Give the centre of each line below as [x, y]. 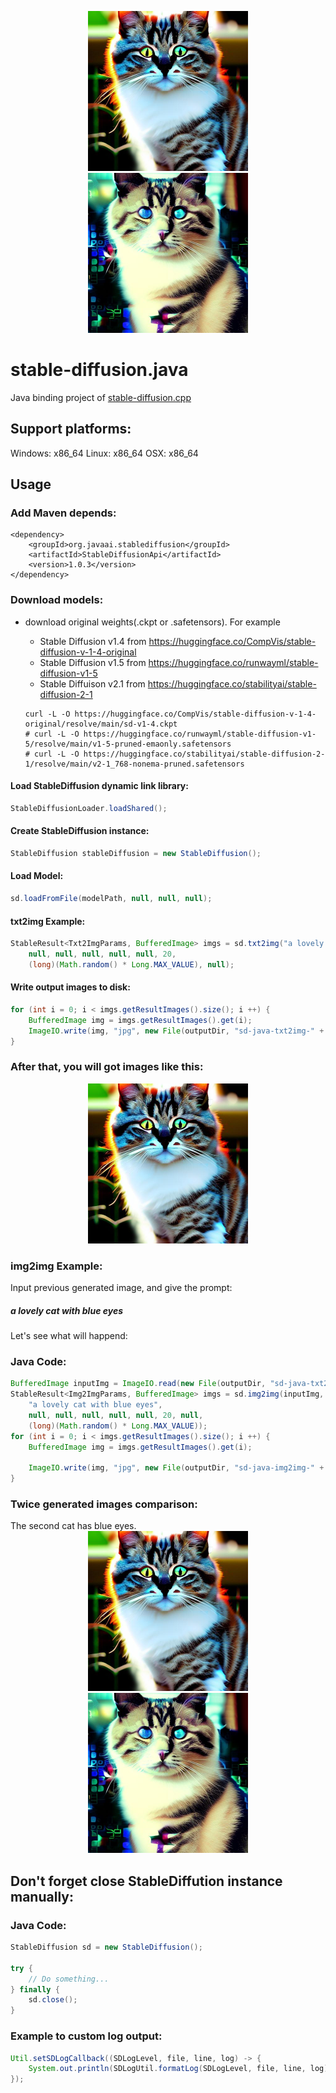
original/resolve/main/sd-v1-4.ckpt [101, 724]
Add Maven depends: [63, 513]
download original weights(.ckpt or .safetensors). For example [152, 622]
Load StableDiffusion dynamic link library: [99, 786]
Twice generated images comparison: [104, 1504]
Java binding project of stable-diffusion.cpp [101, 397]
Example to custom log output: [86, 2036]
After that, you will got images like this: [107, 1067]
